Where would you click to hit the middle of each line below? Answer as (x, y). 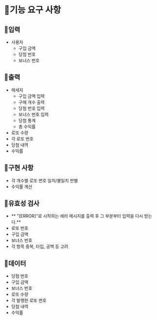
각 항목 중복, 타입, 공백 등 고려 (40, 246)
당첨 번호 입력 (31, 108)
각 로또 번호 (22, 139)
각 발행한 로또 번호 (29, 300)
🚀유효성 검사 (22, 204)
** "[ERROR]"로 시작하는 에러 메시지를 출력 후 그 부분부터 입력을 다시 (77, 216)
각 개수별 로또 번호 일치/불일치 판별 (44, 180)
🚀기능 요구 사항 (33, 10)
